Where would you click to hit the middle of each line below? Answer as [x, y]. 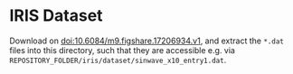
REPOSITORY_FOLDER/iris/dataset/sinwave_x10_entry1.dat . [118, 60]
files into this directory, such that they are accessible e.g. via [122, 50]
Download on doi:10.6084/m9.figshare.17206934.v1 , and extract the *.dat [147, 41]
